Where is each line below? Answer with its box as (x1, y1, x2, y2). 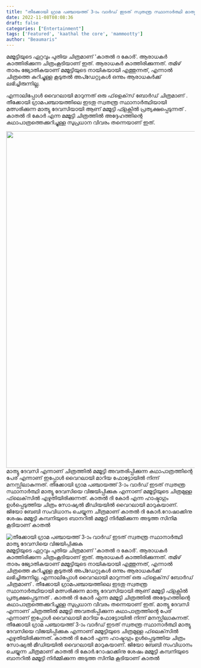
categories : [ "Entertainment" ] (6, 25, 84, 32)
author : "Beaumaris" (6, 37, 58, 42)
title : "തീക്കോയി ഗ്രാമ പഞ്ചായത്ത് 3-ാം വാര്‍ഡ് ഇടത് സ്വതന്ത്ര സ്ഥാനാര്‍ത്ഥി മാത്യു (6, 8, 196, 15)
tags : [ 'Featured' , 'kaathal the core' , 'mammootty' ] (6, 31, 144, 37)
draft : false (6, 20, 39, 26)
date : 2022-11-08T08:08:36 (6, 14, 74, 20)
